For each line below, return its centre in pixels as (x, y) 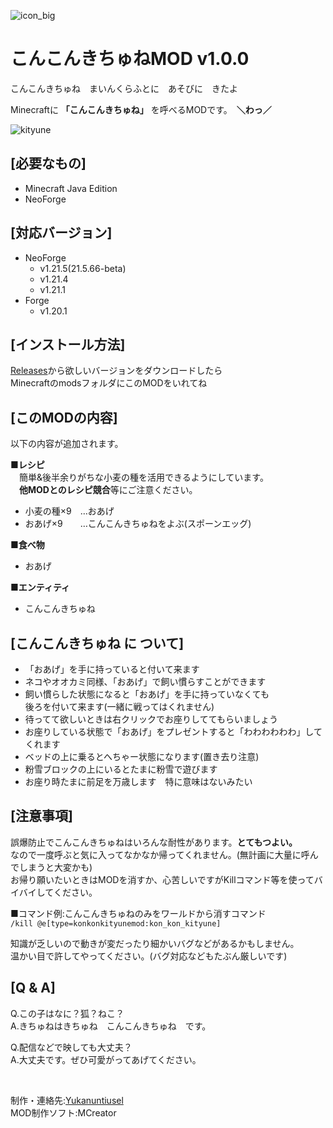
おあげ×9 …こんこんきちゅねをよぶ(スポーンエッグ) (138, 524)
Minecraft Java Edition (71, 188)
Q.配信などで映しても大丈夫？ (71, 1047)
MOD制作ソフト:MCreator (63, 1112)
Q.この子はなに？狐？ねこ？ (67, 1013)
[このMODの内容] (64, 417)
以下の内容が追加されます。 (67, 444)
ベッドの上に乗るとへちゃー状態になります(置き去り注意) (142, 756)
